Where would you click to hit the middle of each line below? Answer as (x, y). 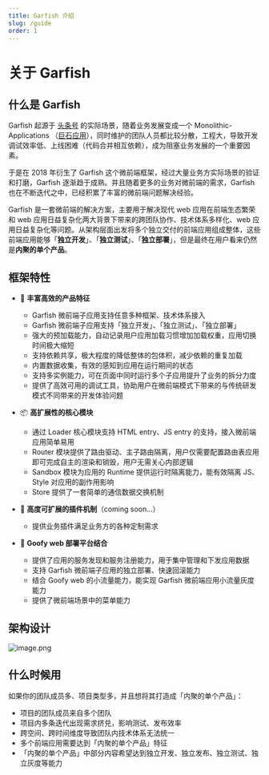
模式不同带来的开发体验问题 (78, 396)
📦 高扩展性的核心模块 (56, 413)
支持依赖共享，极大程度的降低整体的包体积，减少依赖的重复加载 (137, 355)
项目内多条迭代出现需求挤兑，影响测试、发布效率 (100, 723)
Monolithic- (213, 126)
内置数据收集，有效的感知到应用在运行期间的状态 (112, 365)
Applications (29, 135)
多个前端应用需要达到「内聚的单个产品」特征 (94, 743)
